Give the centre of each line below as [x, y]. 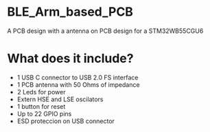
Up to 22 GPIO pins [44, 114]
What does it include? [70, 58]
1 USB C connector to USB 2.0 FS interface [78, 77]
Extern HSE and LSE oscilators [60, 99]
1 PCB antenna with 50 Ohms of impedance [78, 84]
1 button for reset [41, 106]
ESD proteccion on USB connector [66, 121]
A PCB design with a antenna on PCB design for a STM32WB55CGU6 [105, 31]
